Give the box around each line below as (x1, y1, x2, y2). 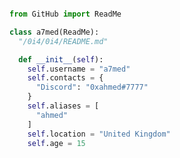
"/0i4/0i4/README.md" (18, 36, 109, 46)
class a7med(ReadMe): (9, 27, 100, 37)
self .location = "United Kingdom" (27, 129, 171, 139)
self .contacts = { (27, 73, 104, 83)
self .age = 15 (27, 138, 86, 148)
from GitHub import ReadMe (9, 9, 122, 19)
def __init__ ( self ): (18, 54, 104, 65)
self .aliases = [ (27, 101, 100, 111)
